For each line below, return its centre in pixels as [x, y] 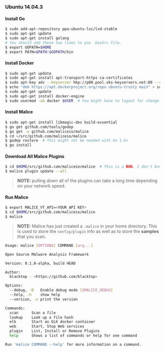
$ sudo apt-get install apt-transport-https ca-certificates [69, 78]
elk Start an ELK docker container [53, 322]
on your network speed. [41, 186]
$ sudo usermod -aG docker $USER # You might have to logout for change [82, 101]
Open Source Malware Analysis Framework [47, 254]
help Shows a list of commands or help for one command [73, 336]
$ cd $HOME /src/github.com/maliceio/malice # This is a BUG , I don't [79, 167]
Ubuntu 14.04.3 [24, 7]
